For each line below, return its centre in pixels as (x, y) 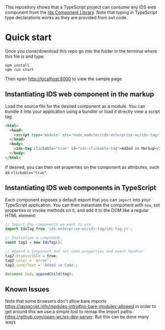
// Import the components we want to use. (49, 224)
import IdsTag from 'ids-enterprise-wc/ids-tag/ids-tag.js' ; (69, 229)
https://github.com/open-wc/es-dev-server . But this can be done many (77, 317)
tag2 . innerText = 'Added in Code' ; (41, 265)
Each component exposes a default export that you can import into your (78, 199)
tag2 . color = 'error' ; (28, 261)
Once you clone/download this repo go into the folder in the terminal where (81, 51)
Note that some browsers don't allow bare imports (56, 301)
